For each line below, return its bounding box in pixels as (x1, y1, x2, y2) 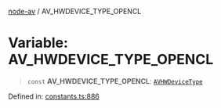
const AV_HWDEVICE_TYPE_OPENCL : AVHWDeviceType (27, 76, 203, 85)
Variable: (8, 34, 69, 52)
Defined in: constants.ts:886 (8, 92, 100, 101)
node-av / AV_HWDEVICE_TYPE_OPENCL (8, 7, 142, 16)
